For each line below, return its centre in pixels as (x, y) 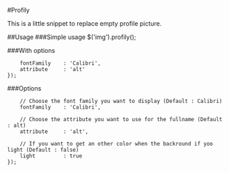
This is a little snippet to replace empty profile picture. (85, 23)
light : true (51, 156)
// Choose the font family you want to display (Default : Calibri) (121, 101)
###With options (31, 50)
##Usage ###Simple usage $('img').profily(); (72, 37)
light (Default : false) (43, 150)
